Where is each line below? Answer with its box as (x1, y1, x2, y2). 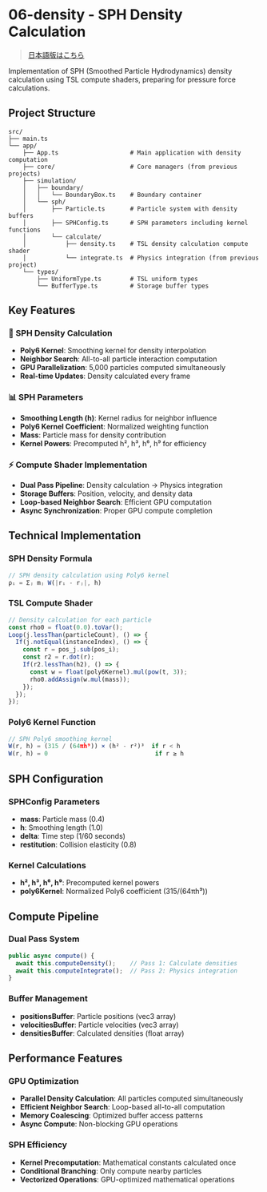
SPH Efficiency (8, 1139, 68, 1150)
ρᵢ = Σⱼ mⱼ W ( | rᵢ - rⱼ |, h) (8, 578, 102, 586)
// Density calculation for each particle (8, 615, 152, 624)
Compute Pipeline (8, 909, 99, 923)
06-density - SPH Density (8, 6, 183, 24)
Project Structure (8, 107, 96, 120)
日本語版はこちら (27, 50, 85, 59)
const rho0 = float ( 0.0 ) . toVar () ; (8, 623, 124, 631)
